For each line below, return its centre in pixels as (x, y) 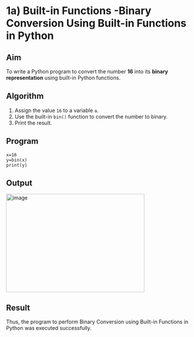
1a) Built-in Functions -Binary (79, 11)
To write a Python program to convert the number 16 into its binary (87, 71)
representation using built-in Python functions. (63, 78)
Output (19, 183)
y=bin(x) (17, 160)
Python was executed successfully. (49, 328)
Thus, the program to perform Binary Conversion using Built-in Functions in (97, 322)
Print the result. (33, 123)
